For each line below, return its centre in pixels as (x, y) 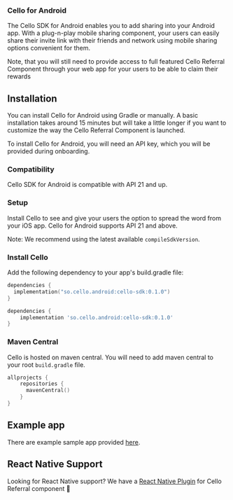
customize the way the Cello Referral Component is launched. (96, 130)
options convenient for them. (49, 48)
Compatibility (31, 169)
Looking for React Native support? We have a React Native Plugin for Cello (114, 481)
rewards (19, 76)
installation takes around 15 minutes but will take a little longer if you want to (117, 123)
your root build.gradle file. (46, 364)
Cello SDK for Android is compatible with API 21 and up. (87, 185)
